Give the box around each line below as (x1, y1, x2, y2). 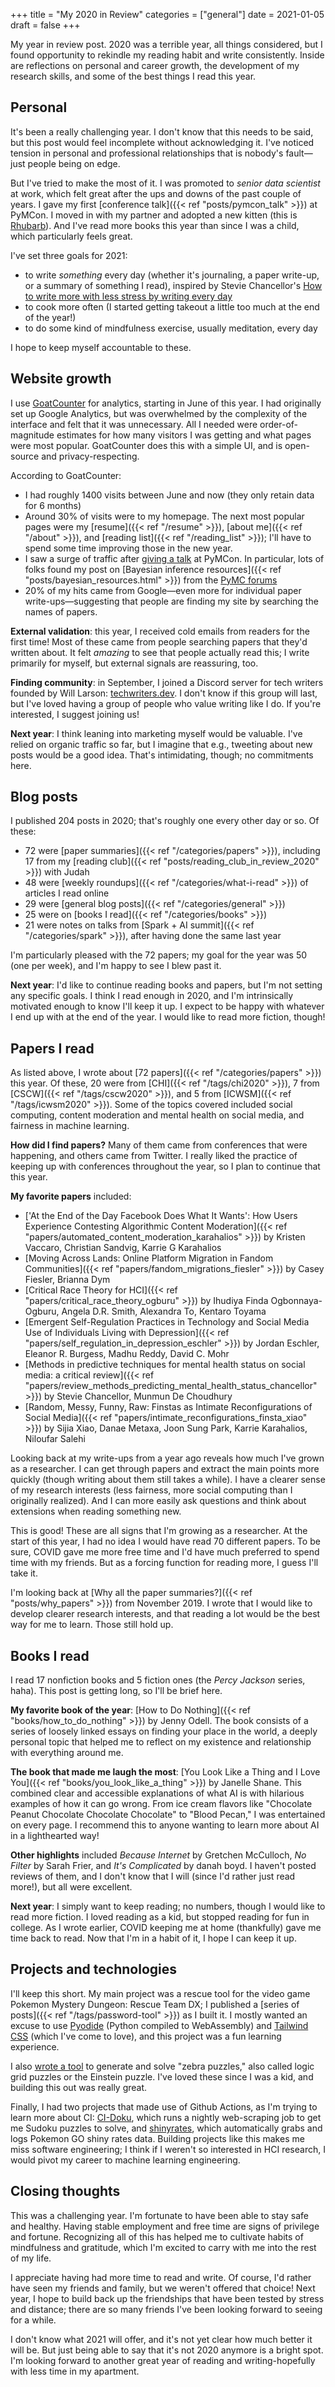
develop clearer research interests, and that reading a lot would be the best (10, 1608, 321, 1620)
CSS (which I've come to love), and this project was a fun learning (10, 2030, 282, 2042)
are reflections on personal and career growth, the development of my (10, 60, 300, 71)
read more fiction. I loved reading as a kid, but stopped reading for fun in (10, 1911, 310, 1923)
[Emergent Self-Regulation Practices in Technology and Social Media (24, 1316, 310, 1328)
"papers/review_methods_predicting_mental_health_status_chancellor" (24, 1380, 318, 1392)
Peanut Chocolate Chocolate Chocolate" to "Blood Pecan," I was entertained (10, 1809, 326, 1821)
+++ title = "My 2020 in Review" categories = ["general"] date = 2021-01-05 (10, 9, 325, 20)
